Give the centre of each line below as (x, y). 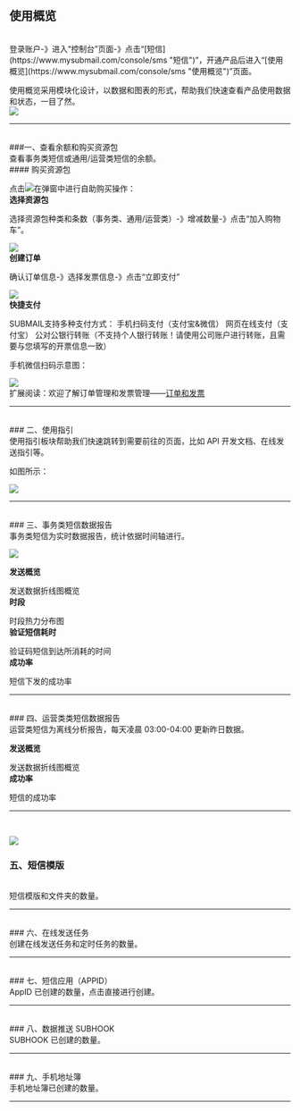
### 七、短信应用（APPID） (61, 981)
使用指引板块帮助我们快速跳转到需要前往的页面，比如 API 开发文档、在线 (143, 441)
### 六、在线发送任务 (49, 933)
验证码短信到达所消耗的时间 (60, 651)
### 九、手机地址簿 (46, 1077)
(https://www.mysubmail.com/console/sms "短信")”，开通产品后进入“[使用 (146, 60)
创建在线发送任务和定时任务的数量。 (76, 944)
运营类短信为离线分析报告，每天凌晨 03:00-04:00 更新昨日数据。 (129, 729)
